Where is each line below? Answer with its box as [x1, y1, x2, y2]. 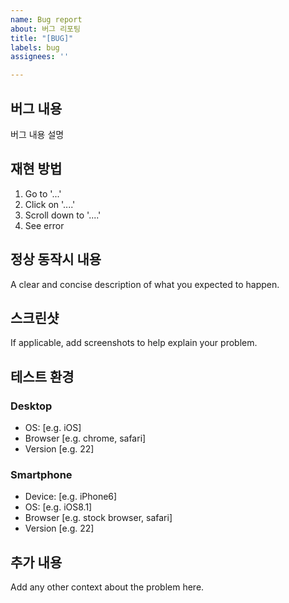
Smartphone [10, 467, 73, 481]
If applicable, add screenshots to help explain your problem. [10, 337, 258, 349]
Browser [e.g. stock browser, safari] [24, 512, 173, 524]
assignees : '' [10, 52, 70, 62]
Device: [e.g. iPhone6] [24, 491, 118, 503]
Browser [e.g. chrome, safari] [24, 432, 147, 445]
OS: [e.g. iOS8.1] [24, 501, 93, 513]
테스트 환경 [10, 368, 75, 385]
